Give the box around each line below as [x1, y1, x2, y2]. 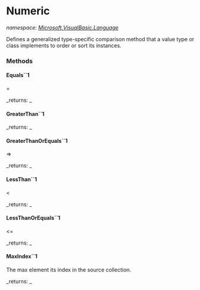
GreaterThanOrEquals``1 [6, 137, 68, 144]
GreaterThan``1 [6, 110, 45, 117]
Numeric [6, 4, 50, 18]
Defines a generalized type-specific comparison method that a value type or [6, 35, 195, 42]
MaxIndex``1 [6, 253, 38, 260]
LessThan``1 [6, 176, 38, 183]
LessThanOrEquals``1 [6, 214, 61, 222]
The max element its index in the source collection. [6, 266, 131, 273]
